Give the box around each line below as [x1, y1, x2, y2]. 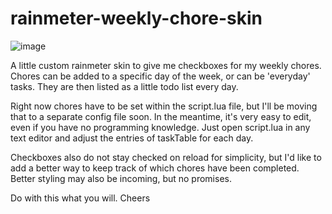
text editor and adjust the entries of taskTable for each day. [10, 132, 254, 144]
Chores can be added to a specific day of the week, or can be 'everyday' [10, 70, 311, 82]
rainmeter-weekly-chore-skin [10, 7, 263, 30]
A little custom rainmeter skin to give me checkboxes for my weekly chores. [10, 59, 322, 71]
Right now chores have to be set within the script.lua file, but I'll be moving [10, 100, 318, 112]
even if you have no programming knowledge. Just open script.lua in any [10, 121, 311, 133]
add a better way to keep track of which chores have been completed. [10, 162, 300, 174]
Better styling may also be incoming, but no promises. [10, 172, 232, 184]
